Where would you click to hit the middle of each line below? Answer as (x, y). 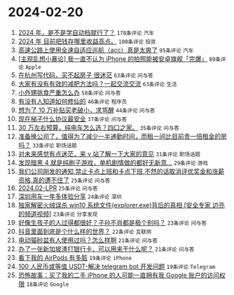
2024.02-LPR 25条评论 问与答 (58, 188)
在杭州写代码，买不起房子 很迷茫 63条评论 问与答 (85, 75)
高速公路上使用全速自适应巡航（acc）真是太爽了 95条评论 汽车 (106, 50)
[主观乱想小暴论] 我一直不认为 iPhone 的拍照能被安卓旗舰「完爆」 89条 (119, 59)
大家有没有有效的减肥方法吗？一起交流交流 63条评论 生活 (97, 83)
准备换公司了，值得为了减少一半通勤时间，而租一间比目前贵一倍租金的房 (122, 136)
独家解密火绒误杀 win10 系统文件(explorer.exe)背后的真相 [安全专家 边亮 (121, 205)
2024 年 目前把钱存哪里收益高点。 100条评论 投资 (87, 41)
